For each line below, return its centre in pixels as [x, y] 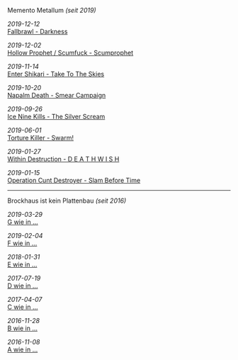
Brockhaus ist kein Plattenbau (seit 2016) [67, 201]
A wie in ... [23, 349]
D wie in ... [23, 286]
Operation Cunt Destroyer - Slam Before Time [74, 180]
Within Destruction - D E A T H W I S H [63, 159]
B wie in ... [22, 328]
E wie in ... [22, 264]
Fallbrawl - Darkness [38, 32]
